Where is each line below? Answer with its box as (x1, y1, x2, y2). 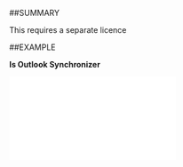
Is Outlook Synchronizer (9, 60, 100, 69)
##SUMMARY (9, 8, 60, 18)
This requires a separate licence (9, 25, 127, 35)
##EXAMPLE (9, 42, 56, 52)
